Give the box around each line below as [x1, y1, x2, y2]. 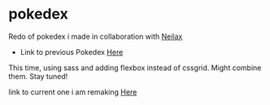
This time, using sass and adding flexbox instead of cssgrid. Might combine [8, 62, 262, 73]
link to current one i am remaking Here [8, 86, 137, 97]
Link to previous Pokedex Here [20, 47, 124, 57]
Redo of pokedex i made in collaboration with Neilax [8, 31, 183, 41]
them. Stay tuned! [8, 71, 68, 81]
